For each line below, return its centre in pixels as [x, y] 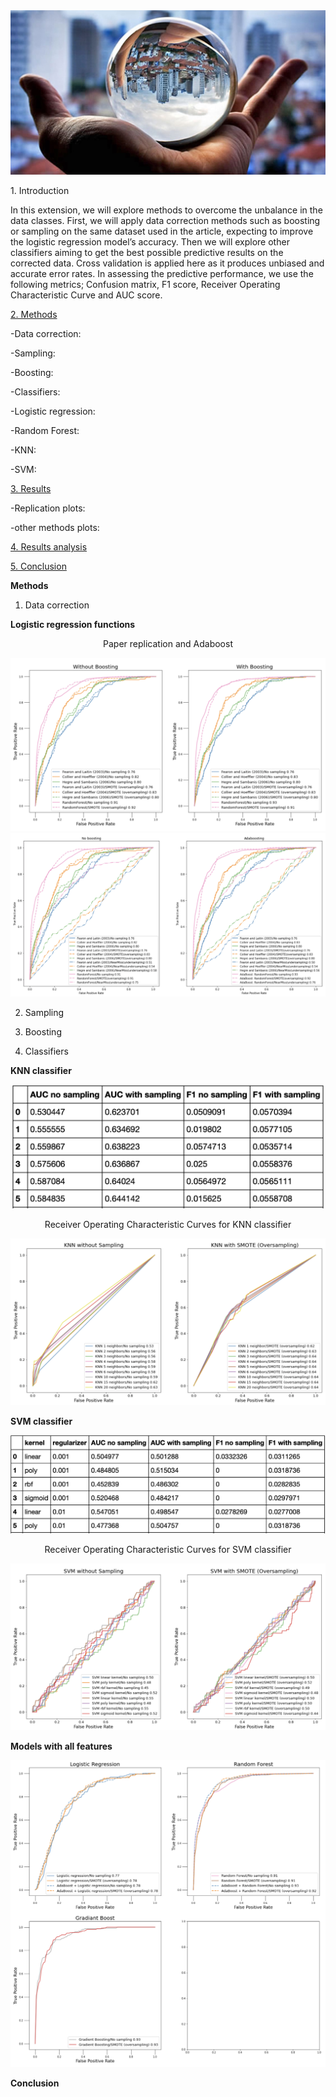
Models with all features [61, 1746]
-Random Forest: [45, 431]
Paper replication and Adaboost [168, 644]
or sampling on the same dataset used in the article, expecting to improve [162, 231]
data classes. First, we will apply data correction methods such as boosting [165, 221]
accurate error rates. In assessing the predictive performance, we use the [162, 274]
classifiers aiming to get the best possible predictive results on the [147, 253]
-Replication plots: [48, 508]
